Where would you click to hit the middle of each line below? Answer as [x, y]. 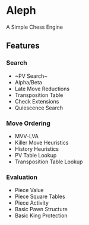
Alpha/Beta [28, 82]
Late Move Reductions [42, 89]
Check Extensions [37, 101]
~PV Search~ [31, 76]
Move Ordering [28, 123]
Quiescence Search [39, 108]
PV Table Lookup [36, 155]
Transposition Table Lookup [49, 162]
